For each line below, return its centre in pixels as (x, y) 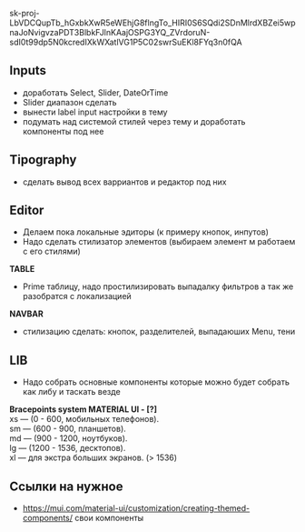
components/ (48, 518)
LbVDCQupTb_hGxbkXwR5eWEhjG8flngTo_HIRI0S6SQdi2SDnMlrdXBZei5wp (153, 23)
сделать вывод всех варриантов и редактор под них (124, 182)
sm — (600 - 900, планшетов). (68, 429)
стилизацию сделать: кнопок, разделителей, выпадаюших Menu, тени (159, 332)
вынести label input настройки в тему (95, 112)
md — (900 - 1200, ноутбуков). (69, 438)
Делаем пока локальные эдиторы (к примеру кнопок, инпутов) (146, 232)
